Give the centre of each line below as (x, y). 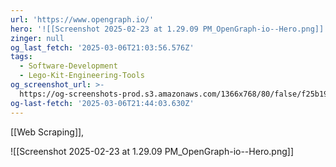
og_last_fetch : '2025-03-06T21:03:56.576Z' (102, 47)
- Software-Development (68, 66)
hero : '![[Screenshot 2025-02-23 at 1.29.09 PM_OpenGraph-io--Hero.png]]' (169, 29)
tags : (21, 57)
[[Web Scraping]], (47, 132)
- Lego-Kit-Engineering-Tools (82, 76)
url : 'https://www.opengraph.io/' (82, 19)
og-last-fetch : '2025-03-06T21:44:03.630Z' (102, 103)
